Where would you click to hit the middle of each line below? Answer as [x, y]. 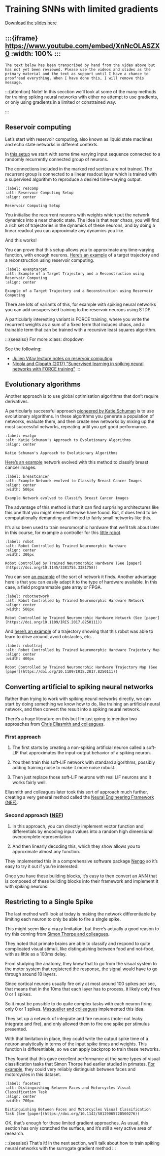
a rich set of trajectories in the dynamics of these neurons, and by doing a [80, 225]
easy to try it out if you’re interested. [42, 866]
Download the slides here [31, 23]
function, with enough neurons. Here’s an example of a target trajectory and [82, 255]
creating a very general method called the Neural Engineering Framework [80, 797]
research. [15, 1133]
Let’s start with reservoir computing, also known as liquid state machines [79, 139]
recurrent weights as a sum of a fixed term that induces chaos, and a [75, 324]
